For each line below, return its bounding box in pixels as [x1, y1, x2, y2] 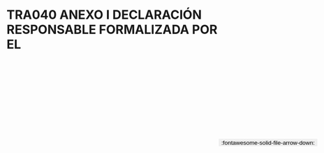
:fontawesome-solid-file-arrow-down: [221, 139, 315, 146]
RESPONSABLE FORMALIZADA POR [6, 22, 218, 38]
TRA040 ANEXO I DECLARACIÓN [6, 7, 202, 23]
